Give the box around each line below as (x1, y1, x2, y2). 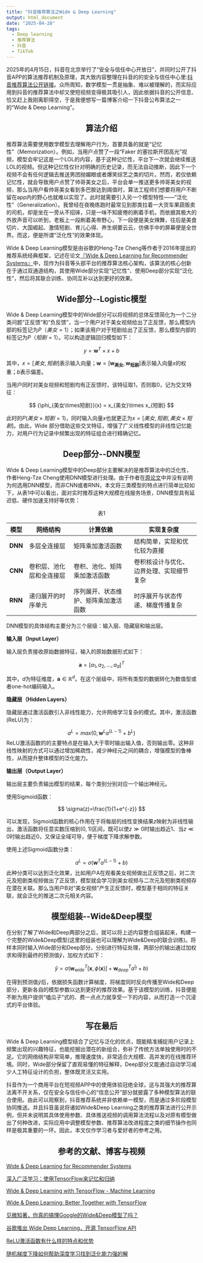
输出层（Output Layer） (6, 768, 66, 775)
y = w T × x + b (83, 346, 120, 355)
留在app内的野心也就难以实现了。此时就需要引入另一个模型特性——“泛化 (6, 193, 188, 201)
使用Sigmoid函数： (6, 793, 53, 800)
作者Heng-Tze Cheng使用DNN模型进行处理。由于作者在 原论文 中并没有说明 (6, 474, 193, 481)
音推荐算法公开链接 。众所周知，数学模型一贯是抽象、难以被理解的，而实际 (6, 81, 192, 88)
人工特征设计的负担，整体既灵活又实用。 (11, 1068, 112, 1076)
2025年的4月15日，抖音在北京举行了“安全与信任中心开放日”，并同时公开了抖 (6, 65, 197, 73)
